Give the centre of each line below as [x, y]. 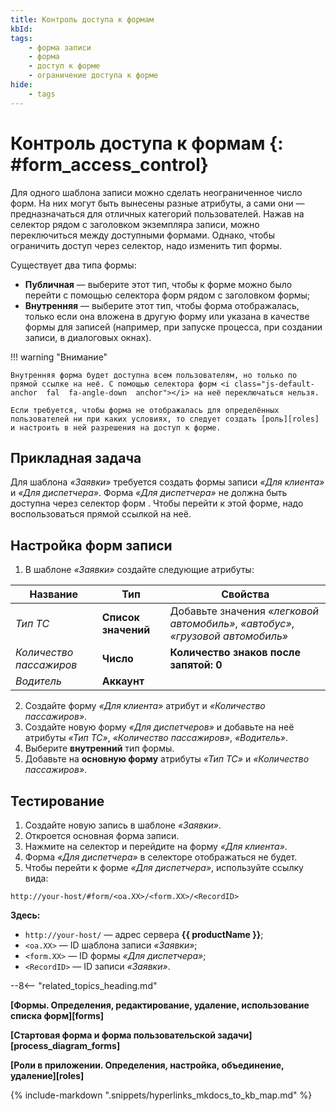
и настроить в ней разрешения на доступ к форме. [116, 427]
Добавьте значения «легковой [244, 611]
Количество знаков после [235, 653]
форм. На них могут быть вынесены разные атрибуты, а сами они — [157, 203]
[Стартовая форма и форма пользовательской [113, 1035]
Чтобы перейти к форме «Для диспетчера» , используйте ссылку [164, 867]
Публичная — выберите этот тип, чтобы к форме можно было [158, 284]
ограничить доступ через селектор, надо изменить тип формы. [146, 245]
